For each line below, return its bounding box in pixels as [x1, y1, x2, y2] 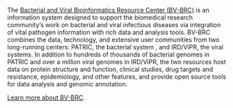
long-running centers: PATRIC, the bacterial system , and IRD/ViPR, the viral [7, 43, 224, 51]
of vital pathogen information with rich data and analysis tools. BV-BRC [7, 28, 211, 36]
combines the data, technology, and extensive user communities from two [7, 36, 220, 44]
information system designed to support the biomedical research [7, 13, 193, 22]
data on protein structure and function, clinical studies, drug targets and [7, 65, 214, 73]
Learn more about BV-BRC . [7, 93, 86, 102]
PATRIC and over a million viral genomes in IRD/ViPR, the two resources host [7, 58, 226, 65]
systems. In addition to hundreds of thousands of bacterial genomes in [7, 50, 210, 59]
